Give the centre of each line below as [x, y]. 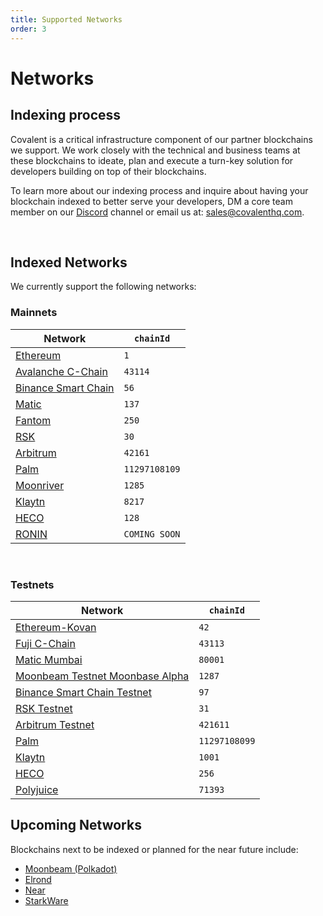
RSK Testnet [44, 708]
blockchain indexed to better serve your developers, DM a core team [151, 201]
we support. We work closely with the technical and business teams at [155, 150]
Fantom [33, 420]
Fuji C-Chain [45, 643]
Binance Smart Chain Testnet [83, 692]
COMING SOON [152, 534]
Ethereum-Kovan [56, 627]
